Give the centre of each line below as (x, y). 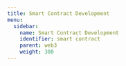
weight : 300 (37, 52)
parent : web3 (38, 45)
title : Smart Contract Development (58, 13)
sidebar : (26, 26)
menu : (15, 20)
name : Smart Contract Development (69, 33)
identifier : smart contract (60, 39)
